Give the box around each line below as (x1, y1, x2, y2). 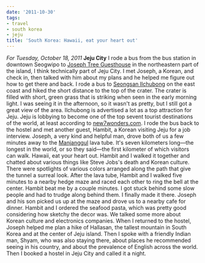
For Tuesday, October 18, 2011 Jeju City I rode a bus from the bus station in (6, 55, 196, 61)
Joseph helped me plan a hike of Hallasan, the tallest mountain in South (6, 224, 187, 231)
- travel (6, 20, 29, 26)
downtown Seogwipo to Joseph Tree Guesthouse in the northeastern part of (6, 61, 199, 68)
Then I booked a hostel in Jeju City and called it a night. (6, 250, 147, 257)
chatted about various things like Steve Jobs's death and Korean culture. (6, 159, 190, 166)
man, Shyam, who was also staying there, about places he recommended (6, 237, 192, 244)
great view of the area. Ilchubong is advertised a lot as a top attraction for (6, 107, 192, 113)
